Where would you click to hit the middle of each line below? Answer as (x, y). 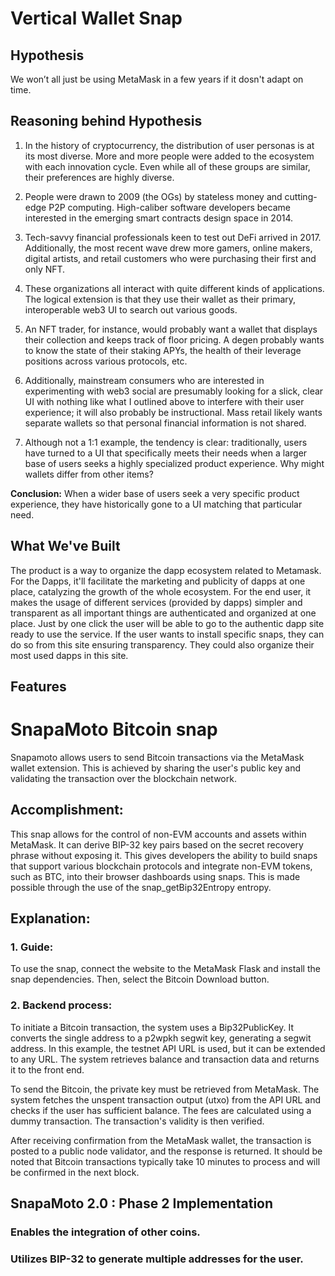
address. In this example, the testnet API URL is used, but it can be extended (168, 1048)
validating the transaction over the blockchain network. (123, 778)
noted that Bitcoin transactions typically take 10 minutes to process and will (165, 1161)
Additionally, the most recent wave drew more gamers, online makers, (168, 248)
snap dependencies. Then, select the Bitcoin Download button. (140, 979)
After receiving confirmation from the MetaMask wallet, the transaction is (161, 1140)
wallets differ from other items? (89, 474)
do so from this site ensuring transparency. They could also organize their (162, 644)
